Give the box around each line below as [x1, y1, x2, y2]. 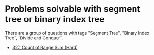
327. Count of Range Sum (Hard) [12, 44, 78, 50]
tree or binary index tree [5, 14, 105, 25]
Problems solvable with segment [5, 3, 140, 15]
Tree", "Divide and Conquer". [5, 35, 63, 41]
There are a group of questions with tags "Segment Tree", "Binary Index [5, 30, 150, 36]
